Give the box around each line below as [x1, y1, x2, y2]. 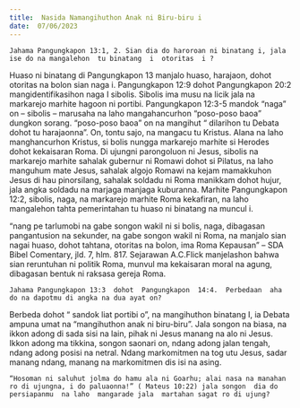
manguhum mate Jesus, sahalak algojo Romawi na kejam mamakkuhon [9, 165, 272, 176]
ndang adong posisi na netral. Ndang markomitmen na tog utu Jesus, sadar [9, 347, 287, 358]
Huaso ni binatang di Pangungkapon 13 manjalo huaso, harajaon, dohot [9, 69, 271, 81]
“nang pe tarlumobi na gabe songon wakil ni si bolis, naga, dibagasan [9, 221, 266, 231]
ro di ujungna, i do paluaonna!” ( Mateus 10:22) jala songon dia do [9, 382, 279, 391]
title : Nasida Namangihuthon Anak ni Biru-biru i [9, 13, 202, 22]
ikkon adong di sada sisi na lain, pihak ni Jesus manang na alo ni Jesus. [9, 328, 273, 339]
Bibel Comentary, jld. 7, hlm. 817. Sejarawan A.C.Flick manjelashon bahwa [9, 248, 279, 260]
